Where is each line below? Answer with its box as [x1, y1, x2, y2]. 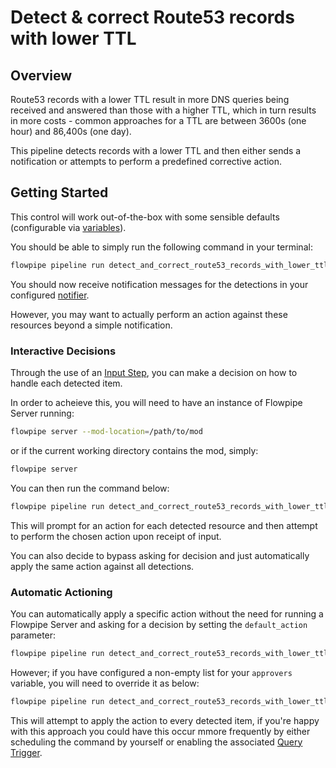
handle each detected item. [10, 377, 123, 389]
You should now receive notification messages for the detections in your [10, 278, 309, 290]
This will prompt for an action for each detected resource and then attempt [10, 519, 318, 531]
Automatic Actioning [10, 585, 113, 599]
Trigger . [10, 746, 43, 758]
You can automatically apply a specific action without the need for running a [10, 607, 324, 620]
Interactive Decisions [10, 344, 117, 358]
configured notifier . [10, 289, 90, 301]
